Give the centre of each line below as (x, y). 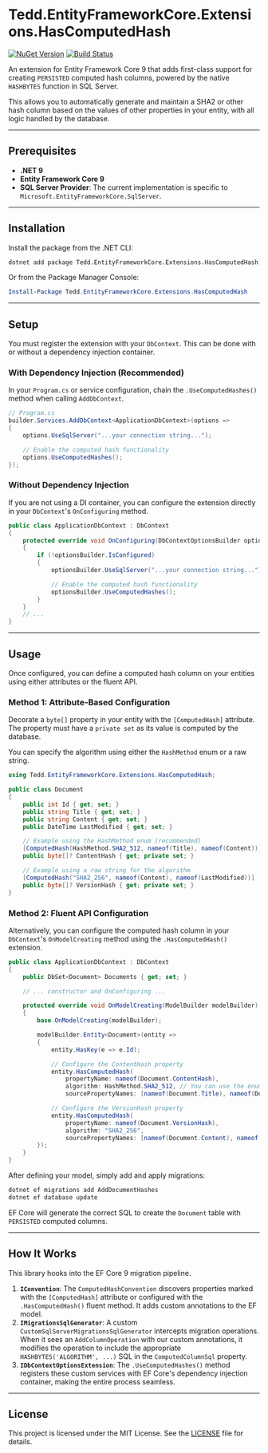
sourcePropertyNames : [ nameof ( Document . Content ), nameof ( (164, 1138)
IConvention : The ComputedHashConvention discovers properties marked (136, 1288)
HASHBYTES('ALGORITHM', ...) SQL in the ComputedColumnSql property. (134, 1356)
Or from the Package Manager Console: (74, 278)
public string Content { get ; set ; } (85, 819)
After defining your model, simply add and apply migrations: (107, 1175)
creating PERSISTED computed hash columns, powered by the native (119, 77)
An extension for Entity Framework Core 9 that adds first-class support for (130, 69)
